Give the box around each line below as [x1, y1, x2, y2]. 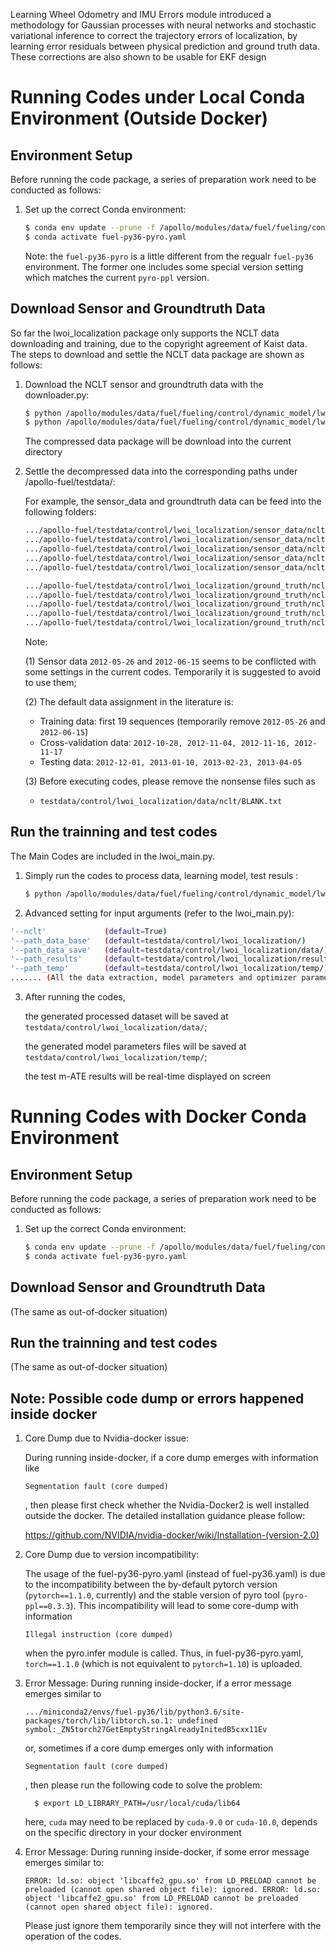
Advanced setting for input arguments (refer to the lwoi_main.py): [24, 907, 295, 919]
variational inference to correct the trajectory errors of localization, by [10, 30, 298, 41]
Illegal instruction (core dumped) [24, 1630, 174, 1640]
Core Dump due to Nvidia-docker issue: [24, 1432, 189, 1444]
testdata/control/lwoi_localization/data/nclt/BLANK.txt [39, 797, 283, 807]
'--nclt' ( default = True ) [10, 926, 168, 936]
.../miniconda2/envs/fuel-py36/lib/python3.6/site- [24, 1707, 245, 1718]
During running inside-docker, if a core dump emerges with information [24, 1452, 319, 1464]
